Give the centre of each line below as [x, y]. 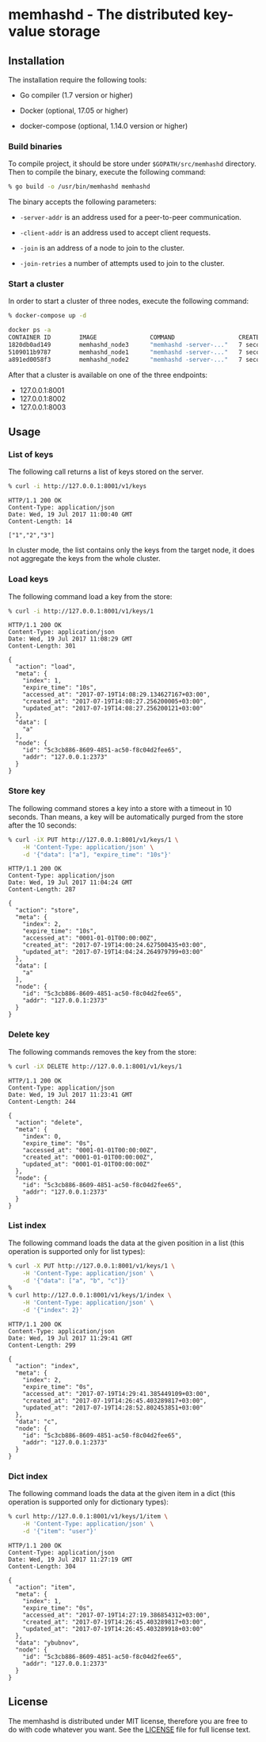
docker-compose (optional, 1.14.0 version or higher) [104, 126]
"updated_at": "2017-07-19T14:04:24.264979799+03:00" [113, 952]
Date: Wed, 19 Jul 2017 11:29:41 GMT [70, 1338]
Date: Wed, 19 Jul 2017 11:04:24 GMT [70, 883]
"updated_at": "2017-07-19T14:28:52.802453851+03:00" [113, 1407]
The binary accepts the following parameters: [82, 202]
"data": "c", [37, 1421]
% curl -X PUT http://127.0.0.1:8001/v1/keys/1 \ [92, 1266]
